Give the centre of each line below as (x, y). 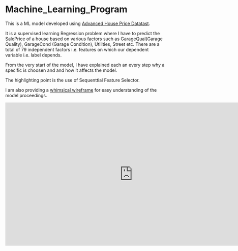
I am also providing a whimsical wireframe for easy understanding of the (81, 90)
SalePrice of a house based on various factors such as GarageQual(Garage (84, 39)
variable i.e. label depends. (34, 55)
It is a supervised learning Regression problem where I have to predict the (83, 33)
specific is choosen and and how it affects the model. (61, 70)
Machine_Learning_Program (66, 9)
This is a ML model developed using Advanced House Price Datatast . (78, 23)
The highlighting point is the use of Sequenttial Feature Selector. (72, 80)
